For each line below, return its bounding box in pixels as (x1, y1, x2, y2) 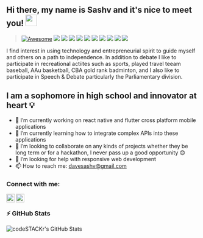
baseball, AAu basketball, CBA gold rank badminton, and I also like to (6, 67, 180, 74)
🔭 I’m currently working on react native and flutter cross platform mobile (15, 116, 196, 124)
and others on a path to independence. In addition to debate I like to (6, 53, 177, 60)
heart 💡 (6, 100, 35, 110)
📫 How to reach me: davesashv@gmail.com (15, 162, 127, 170)
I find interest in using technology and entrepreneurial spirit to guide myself (6, 47, 196, 54)
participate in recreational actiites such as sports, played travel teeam (6, 60, 181, 67)
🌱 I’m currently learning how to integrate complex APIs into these (15, 129, 179, 137)
